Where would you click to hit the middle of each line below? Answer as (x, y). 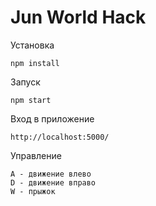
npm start (31, 100)
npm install (35, 63)
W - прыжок (33, 191)
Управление (36, 155)
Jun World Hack (78, 17)
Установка (32, 45)
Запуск (25, 82)
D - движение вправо (53, 182)
